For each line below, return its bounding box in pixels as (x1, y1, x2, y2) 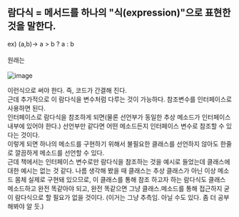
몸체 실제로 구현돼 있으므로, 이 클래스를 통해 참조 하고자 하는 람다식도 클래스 (14, 175, 226, 183)
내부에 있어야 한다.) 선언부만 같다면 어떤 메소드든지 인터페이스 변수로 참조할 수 (7, 121, 225, 130)
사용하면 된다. (7, 104, 46, 112)
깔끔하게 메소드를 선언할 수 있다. (14, 148, 105, 157)
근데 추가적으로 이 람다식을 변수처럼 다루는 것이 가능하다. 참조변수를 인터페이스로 (7, 95, 233, 104)
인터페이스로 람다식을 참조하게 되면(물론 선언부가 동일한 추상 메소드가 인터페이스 (7, 113, 231, 121)
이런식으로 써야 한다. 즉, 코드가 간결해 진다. (7, 86, 127, 94)
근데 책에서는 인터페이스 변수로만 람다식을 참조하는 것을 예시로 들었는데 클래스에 (7, 157, 230, 166)
